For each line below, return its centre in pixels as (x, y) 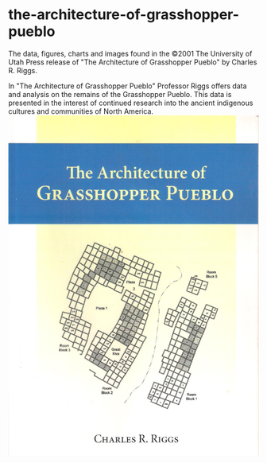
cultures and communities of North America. (81, 111)
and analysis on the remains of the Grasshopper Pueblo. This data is (120, 94)
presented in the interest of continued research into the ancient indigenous (131, 103)
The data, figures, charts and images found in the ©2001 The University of (130, 53)
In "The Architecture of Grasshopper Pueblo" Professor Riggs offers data (128, 86)
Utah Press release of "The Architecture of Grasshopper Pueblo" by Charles (133, 62)
